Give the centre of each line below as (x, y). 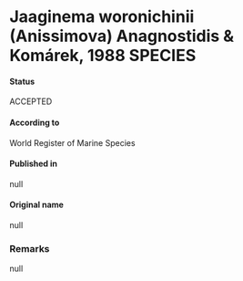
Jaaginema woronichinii (102, 17)
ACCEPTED (31, 101)
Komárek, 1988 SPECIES (103, 56)
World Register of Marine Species (72, 142)
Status (22, 81)
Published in (33, 164)
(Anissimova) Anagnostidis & (122, 36)
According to (35, 122)
